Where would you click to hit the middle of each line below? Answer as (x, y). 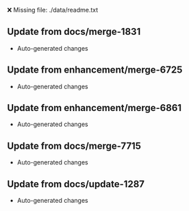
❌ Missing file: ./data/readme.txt (53, 10)
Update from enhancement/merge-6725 (95, 70)
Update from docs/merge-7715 (74, 146)
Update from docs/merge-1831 (74, 32)
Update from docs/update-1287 (76, 184)
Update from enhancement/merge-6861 (94, 108)
